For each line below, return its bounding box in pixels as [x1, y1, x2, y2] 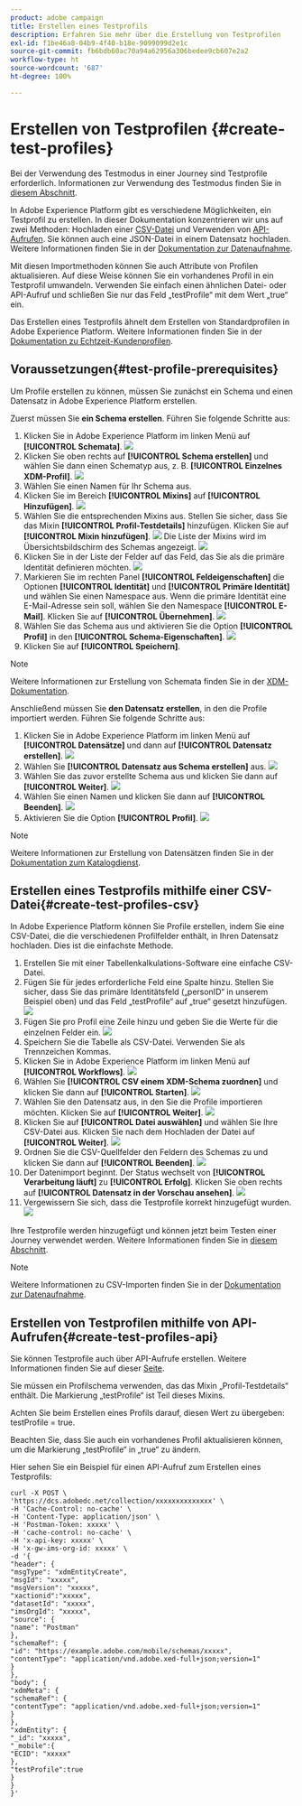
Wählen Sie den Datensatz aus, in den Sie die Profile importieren [23, 1096, 263, 1107]
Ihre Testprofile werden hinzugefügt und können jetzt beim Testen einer [10, 1225, 277, 1236]
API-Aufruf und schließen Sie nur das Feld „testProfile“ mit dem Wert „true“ [10, 289, 288, 300]
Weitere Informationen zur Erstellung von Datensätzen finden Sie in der [10, 847, 274, 858]
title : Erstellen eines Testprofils [10, 22, 148, 31]
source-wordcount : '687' [10, 64, 104, 73]
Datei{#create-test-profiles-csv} [10, 897, 200, 912]
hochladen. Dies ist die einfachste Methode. [10, 940, 174, 951]
